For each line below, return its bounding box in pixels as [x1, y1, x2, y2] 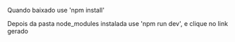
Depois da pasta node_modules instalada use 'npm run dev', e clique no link [7, 20, 228, 27]
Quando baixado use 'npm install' [7, 6, 104, 14]
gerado [7, 27, 28, 35]
